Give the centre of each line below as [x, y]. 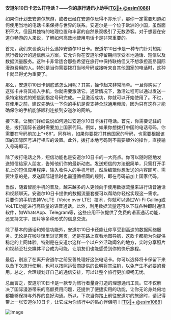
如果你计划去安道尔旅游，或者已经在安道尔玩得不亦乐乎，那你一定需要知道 [83, 19]
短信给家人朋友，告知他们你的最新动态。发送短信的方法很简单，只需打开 [85, 164]
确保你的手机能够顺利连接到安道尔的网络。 [50, 110]
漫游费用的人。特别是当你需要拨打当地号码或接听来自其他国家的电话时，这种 [85, 68]
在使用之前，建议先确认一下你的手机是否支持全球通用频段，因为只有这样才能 [85, 104]
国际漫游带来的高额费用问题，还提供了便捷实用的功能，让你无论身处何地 [90, 289]
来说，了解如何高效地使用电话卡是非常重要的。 [81, 38]
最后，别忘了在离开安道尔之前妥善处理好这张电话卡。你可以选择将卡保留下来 [85, 259]
